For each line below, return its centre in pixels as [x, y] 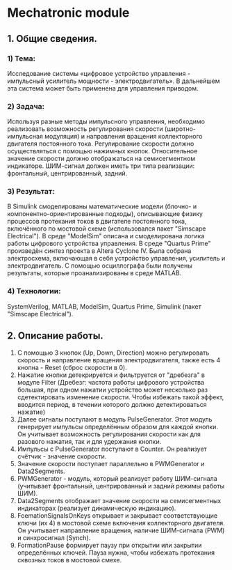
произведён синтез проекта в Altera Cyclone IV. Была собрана [99, 251]
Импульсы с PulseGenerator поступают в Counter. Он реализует [112, 449]
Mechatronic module [68, 13]
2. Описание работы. [56, 336]
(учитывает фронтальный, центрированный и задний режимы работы [121, 486]
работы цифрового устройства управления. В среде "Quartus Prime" [109, 244]
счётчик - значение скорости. [62, 456]
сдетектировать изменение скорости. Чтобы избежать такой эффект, [121, 397]
